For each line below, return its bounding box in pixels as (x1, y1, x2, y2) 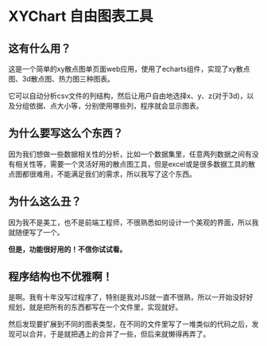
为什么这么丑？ (8, 195, 82, 208)
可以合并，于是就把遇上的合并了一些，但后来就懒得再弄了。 (14, 329, 211, 339)
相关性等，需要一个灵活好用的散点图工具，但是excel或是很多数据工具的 (14, 159, 249, 168)
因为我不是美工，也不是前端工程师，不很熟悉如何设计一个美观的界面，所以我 (8, 217, 259, 227)
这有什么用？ (8, 41, 72, 55)
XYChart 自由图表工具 (8, 7, 153, 26)
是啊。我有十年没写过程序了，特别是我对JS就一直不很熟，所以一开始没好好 (8, 293, 253, 302)
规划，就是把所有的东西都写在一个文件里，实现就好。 (8, 302, 183, 312)
